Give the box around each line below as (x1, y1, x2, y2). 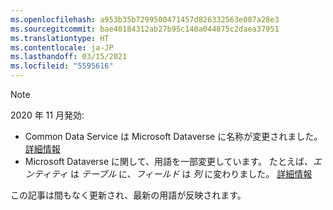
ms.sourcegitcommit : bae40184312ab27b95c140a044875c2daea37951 (10, 24, 280, 34)
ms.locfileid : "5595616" (10, 61, 114, 71)
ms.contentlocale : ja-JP (10, 42, 114, 53)
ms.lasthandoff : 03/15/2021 (10, 52, 128, 62)
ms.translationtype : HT (10, 33, 110, 43)
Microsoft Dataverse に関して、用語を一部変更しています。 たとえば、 (24, 156, 314, 167)
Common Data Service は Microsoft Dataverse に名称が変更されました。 (24, 131, 323, 142)
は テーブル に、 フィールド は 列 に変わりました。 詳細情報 (70, 168, 313, 180)
